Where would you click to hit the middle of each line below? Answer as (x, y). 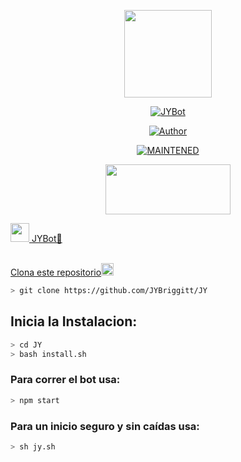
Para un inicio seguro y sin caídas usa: (105, 426)
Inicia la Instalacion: (74, 321)
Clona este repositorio (56, 272)
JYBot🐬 (47, 238)
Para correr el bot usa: (65, 380)
